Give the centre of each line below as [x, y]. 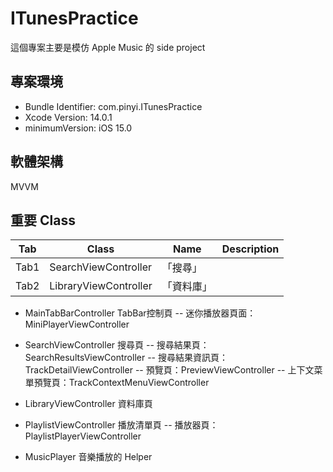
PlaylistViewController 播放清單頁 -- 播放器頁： [121, 425]
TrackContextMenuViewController [139, 383]
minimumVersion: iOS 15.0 [78, 128]
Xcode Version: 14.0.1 [68, 117]
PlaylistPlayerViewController [83, 436]
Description [250, 249]
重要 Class [43, 220]
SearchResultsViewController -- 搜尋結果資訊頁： [126, 358]
